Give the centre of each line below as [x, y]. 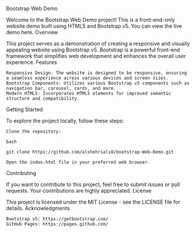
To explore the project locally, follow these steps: [65, 121]
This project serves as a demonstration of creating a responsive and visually [98, 44]
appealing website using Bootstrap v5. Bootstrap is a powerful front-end [93, 50]
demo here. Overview [32, 32]
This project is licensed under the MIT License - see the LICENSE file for [93, 202]
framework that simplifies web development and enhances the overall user [96, 56]
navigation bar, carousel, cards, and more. [61, 88]
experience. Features [32, 62]
